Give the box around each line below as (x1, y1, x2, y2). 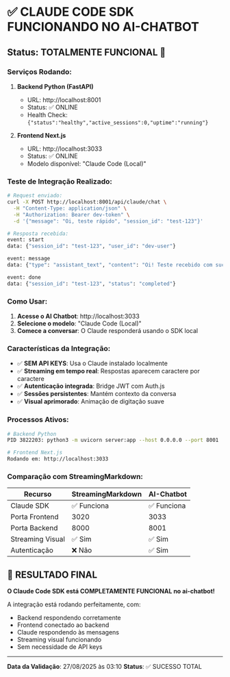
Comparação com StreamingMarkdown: (7, 471, 144, 481)
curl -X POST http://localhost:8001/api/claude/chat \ (7, 199, 167, 206)
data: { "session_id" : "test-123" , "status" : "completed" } (7, 280, 176, 287)
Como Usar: (7, 296, 48, 306)
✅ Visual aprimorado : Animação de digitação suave (16, 397, 164, 406)
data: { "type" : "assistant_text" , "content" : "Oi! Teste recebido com (7, 262, 213, 269)
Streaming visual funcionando (16, 635, 102, 644)
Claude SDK (10, 501, 49, 510)
